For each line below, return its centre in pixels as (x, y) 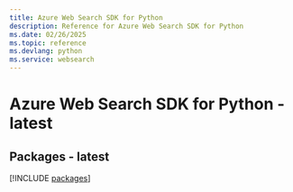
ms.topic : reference (48, 43)
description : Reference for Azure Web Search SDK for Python (127, 26)
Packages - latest (60, 156)
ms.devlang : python (46, 51)
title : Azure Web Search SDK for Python (87, 18)
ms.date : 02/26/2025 (48, 34)
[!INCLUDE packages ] (50, 178)
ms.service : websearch (52, 59)
